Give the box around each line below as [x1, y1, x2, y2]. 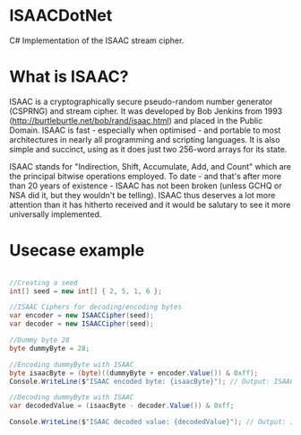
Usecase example [9, 240, 145, 261]
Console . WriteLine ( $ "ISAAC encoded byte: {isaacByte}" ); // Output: [9, 377, 271, 386]
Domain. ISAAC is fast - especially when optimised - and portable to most [9, 125, 281, 135]
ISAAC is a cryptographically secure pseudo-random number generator [9, 96, 273, 107]
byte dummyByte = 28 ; [9, 344, 90, 352]
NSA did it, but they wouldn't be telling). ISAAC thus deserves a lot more [9, 189, 276, 200]
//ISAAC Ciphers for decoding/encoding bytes [9, 302, 182, 312]
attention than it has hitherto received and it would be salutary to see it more [9, 199, 291, 210]
